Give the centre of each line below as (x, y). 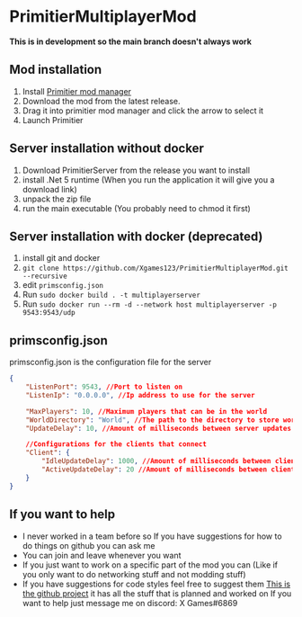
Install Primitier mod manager (77, 91)
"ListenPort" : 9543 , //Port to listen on (104, 387)
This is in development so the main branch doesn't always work (130, 41)
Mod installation (56, 70)
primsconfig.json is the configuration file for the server (111, 362)
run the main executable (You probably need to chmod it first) (137, 208)
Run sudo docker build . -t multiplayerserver (111, 295)
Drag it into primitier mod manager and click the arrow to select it (142, 111)
